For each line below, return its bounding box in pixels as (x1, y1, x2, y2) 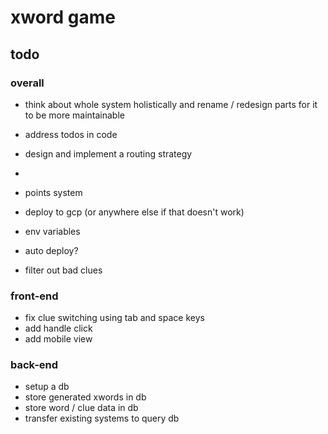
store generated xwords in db (24, 391, 147, 403)
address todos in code (24, 128, 118, 140)
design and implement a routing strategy (24, 147, 193, 160)
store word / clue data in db (24, 402, 139, 414)
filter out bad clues (24, 264, 103, 276)
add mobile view (24, 333, 93, 345)
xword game (10, 6, 117, 29)
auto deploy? (24, 244, 79, 256)
